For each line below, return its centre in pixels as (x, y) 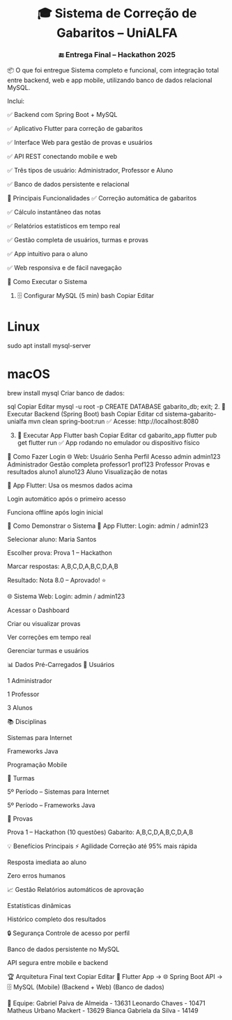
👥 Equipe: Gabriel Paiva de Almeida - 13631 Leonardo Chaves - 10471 (106, 1003)
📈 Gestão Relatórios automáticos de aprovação (76, 890)
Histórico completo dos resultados (57, 919)
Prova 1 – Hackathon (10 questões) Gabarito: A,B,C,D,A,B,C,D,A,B (100, 832)
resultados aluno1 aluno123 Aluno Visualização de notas (87, 472)
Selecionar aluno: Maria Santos (52, 540)
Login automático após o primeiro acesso (67, 499)
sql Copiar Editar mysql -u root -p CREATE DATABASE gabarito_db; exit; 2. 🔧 (117, 407)
